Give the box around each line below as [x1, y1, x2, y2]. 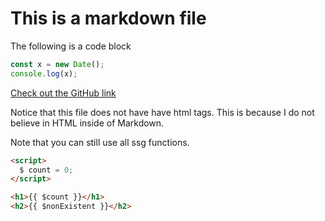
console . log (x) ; [10, 68, 78, 79]
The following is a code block [10, 40, 132, 52]
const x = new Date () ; [10, 59, 105, 69]
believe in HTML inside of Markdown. [10, 117, 165, 129]
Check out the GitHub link [10, 87, 117, 99]
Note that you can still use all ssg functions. [10, 136, 190, 148]
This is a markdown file [10, 7, 207, 30]
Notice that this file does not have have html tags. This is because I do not [10, 106, 315, 118]
